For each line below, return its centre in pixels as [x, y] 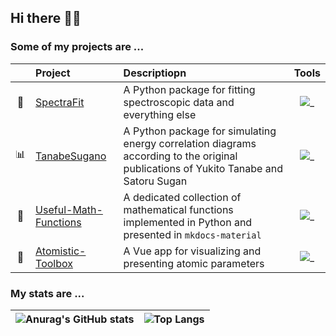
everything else [160, 114]
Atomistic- [61, 251]
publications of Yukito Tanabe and [203, 168]
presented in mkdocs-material [192, 234]
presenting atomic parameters [194, 263]
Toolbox [54, 263]
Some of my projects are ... [77, 47]
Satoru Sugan [155, 181]
